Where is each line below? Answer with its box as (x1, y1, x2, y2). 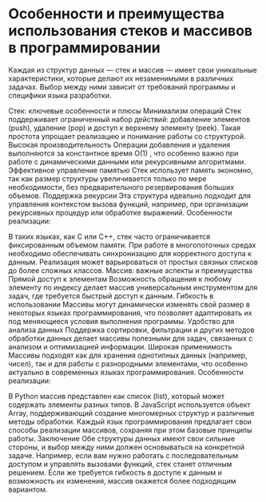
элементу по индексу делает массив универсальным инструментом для (8, 283, 258, 292)
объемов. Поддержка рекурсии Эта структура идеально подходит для (8, 191, 252, 200)
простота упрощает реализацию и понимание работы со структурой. (8, 131, 246, 140)
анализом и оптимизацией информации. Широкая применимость (8, 342, 232, 351)
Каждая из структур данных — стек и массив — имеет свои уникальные (8, 65, 257, 74)
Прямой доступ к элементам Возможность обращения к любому (8, 274, 232, 283)
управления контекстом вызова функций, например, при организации (8, 199, 249, 208)
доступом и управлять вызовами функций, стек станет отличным (8, 459, 232, 468)
